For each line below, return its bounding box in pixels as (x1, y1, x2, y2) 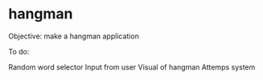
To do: (8, 46, 30, 56)
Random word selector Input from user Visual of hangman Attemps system (8, 62, 256, 72)
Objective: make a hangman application (8, 31, 139, 41)
